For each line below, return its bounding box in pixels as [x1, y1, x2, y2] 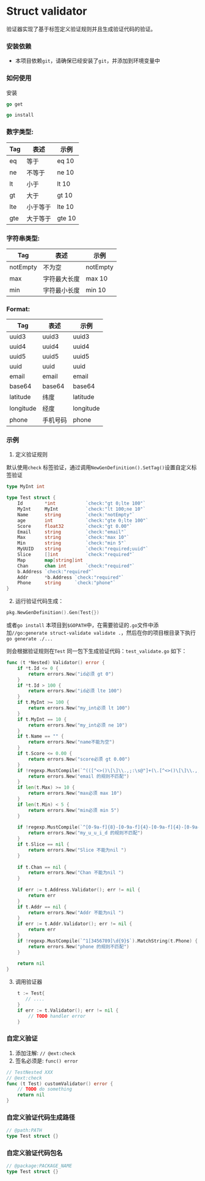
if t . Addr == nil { [17, 904, 67, 910]
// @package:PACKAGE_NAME [6, 1163, 72, 1169]
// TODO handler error [28, 1013, 86, 1019]
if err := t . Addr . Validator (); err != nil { [17, 921, 132, 927]
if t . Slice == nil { [17, 841, 70, 847]
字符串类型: [6, 234, 40, 243]
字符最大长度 [43, 274, 81, 283]
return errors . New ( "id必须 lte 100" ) [28, 688, 123, 694]
